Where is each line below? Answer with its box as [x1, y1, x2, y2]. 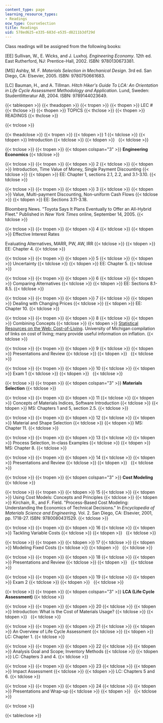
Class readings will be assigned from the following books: [5, 44, 121, 49]
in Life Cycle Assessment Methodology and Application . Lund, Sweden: [5, 88, 150, 93]
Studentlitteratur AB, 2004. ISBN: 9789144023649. [5, 93, 108, 99]
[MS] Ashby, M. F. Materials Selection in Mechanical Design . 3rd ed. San [5, 68, 152, 74]
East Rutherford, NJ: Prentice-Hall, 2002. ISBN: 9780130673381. [5, 58, 135, 64]
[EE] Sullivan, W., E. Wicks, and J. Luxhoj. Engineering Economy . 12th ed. [5, 53, 152, 59]
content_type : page [5, 7, 45, 12]
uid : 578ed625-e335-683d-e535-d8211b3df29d [5, 30, 95, 35]
